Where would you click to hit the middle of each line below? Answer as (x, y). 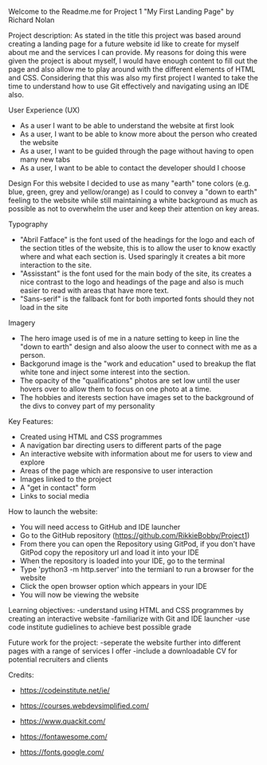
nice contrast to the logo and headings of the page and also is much (132, 282)
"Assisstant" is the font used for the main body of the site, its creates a (136, 273)
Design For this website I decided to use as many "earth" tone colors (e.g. (130, 183)
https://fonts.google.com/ (62, 752)
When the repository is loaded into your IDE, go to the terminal (122, 561)
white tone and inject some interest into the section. (105, 372)
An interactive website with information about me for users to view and (136, 454)
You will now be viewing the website (79, 594)
